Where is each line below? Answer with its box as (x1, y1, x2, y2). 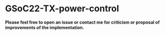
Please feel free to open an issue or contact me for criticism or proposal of (5, 19, 160, 25)
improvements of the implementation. (5, 24, 85, 30)
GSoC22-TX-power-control (5, 3, 119, 14)
